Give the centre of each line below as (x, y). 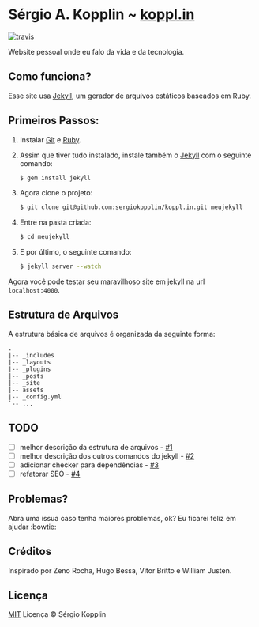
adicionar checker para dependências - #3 (89, 465)
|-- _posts (26, 376)
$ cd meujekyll (45, 237)
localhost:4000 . (34, 290)
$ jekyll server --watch (60, 266)
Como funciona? (50, 77)
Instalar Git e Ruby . (50, 139)
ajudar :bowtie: (32, 527)
